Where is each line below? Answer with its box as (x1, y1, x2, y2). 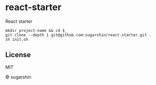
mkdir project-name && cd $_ (5, 28, 67, 33)
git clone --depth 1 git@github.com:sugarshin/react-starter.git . (5, 32, 152, 37)
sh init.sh (5, 37, 29, 42)
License (5, 51, 31, 59)
